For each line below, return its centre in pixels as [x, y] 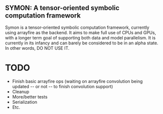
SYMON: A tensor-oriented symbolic [62, 8]
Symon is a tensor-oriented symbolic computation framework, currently [77, 27]
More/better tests [30, 96]
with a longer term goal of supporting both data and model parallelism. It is [80, 38]
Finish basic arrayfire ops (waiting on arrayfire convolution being [77, 81]
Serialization [25, 102]
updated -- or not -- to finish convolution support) [63, 86]
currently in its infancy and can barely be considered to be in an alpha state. [82, 43]
